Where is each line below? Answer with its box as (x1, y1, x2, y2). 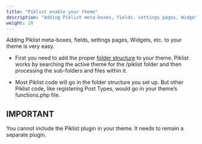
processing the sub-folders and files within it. (14, 67, 127, 74)
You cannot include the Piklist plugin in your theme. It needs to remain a (6, 125, 184, 132)
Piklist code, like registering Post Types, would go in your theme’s (14, 85, 177, 92)
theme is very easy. (6, 43, 55, 50)
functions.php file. (14, 91, 61, 99)
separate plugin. (6, 131, 47, 139)
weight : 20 (6, 20, 34, 26)
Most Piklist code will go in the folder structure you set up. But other (14, 79, 184, 86)
